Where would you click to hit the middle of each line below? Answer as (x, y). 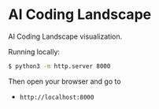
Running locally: (34, 51)
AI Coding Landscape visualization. (65, 36)
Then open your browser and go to (65, 81)
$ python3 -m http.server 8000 (59, 66)
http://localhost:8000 (57, 97)
